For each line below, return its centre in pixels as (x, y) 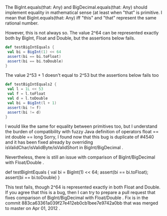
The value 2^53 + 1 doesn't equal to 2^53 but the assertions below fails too (82, 75)
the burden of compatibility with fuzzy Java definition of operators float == (82, 132)
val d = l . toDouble (28, 98)
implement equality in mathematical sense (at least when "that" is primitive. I (84, 12)
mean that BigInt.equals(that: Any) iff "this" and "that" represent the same (81, 18)
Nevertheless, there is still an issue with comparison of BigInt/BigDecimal (80, 157)
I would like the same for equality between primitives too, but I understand (81, 126)
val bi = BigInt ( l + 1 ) (32, 103)
